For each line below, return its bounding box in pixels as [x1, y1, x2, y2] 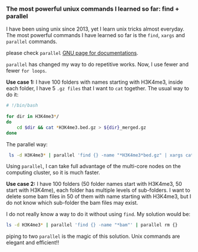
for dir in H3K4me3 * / [6, 114, 60, 120]
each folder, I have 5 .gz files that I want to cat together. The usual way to [6, 85, 190, 92]
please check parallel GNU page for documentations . [6, 50, 138, 57]
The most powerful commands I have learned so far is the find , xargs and [6, 32, 186, 39]
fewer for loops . [6, 67, 47, 74]
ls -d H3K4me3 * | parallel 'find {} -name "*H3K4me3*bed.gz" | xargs [8, 152, 183, 158]
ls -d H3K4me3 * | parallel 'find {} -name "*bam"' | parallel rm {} [6, 222, 178, 228]
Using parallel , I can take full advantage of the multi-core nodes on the [6, 163, 181, 170]
